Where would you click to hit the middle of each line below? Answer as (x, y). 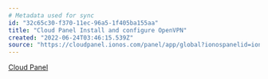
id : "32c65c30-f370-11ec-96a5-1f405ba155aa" (83, 23)
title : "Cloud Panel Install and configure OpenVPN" (98, 30)
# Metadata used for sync (51, 15)
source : (21, 45)
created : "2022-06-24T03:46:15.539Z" (71, 38)
